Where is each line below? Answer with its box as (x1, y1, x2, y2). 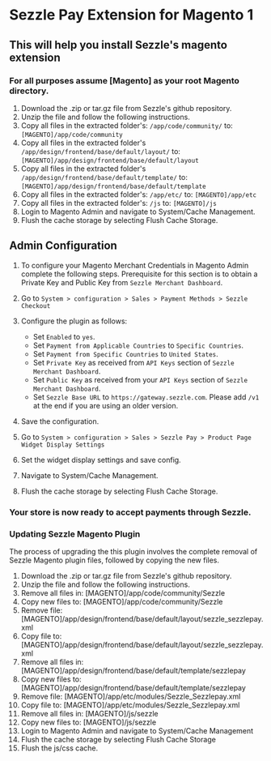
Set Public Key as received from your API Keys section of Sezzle (32, 374, 248, 384)
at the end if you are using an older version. (32, 400, 179, 410)
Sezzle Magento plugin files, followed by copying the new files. (9, 555, 220, 565)
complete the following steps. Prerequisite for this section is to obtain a (20, 269, 258, 279)
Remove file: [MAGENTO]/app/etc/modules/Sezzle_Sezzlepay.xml (20, 691, 241, 701)
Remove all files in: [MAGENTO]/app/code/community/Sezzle (20, 588, 226, 597)
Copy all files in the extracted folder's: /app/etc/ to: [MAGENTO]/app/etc (20, 189, 257, 199)
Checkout (20, 301, 51, 310)
